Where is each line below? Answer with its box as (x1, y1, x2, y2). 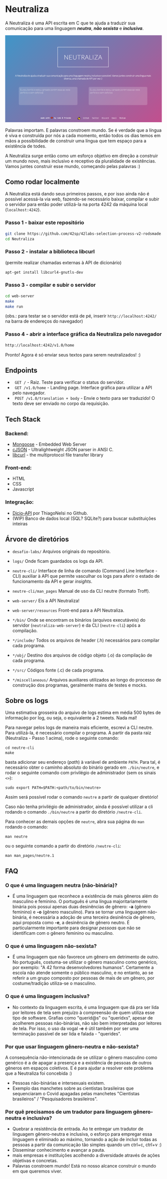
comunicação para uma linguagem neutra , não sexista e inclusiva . (5, 25, 144, 31)
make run (5, 304, 23, 309)
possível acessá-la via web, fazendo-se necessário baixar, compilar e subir (5, 196, 160, 202)
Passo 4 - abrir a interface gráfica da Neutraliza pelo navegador (5, 331, 162, 337)
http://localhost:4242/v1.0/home (5, 342, 75, 347)
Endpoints (5, 366, 38, 375)
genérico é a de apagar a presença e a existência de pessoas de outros (5, 1059, 152, 1065)
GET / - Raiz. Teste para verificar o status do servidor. (14, 379, 125, 385)
